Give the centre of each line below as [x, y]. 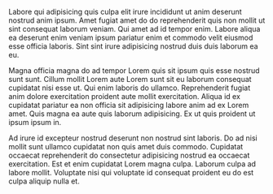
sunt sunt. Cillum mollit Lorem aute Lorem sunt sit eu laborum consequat [130, 79]
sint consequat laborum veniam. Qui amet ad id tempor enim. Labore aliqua [134, 29]
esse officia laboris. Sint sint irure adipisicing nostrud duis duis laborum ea [133, 46]
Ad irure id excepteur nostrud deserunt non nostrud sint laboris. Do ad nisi [133, 138]
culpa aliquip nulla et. [44, 181]
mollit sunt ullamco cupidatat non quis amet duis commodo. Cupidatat [126, 147]
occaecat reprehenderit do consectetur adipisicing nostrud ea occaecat [129, 155]
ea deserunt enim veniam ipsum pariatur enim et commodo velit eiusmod [131, 37]
